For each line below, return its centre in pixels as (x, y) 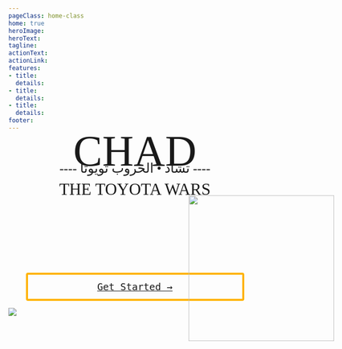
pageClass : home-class (46, 16)
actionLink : (28, 61)
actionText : (28, 53)
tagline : (23, 46)
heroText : (25, 38)
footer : (21, 121)
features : (25, 68)
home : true (26, 23)
